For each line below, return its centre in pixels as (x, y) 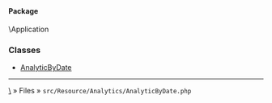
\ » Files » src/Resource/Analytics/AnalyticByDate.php (100, 91)
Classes (25, 50)
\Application (29, 29)
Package (23, 11)
